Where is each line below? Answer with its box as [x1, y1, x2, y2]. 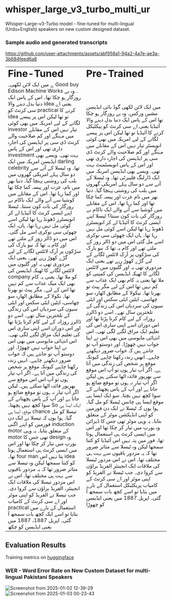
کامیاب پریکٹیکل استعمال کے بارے [86, 482, 158, 489]
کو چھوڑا [86, 501, 105, 508]
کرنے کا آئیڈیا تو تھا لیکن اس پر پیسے [86, 129, 164, 136]
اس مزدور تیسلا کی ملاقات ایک [8, 478, 75, 486]
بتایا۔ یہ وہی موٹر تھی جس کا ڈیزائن [86, 417, 162, 425]
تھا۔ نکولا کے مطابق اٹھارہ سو [8, 292, 70, 299]
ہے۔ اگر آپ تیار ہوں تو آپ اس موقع [86, 366, 161, 373]
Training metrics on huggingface [5, 554, 74, 560]
